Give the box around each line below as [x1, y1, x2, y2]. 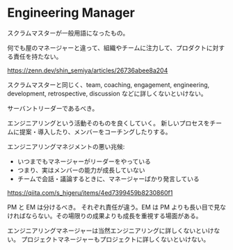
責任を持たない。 [13, 52, 63, 61]
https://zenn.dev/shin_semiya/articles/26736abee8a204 [7, 66, 168, 75]
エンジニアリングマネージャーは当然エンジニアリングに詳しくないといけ [7, 226, 214, 235]
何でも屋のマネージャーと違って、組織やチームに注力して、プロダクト [7, 43, 207, 52]
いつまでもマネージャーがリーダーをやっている [17, 157, 152, 165]
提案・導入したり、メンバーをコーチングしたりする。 [19, 127, 172, 136]
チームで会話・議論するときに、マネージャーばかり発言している [17, 174, 200, 182]
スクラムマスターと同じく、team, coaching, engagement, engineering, [7, 80, 210, 88]
